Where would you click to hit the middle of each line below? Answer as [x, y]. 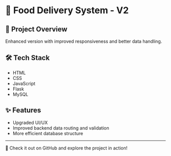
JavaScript [24, 83]
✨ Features [23, 111]
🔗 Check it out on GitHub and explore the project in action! [66, 148]
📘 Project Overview [36, 29]
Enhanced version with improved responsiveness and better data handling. [84, 41]
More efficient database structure [48, 133]
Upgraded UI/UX [30, 122]
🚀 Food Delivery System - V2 [67, 10]
